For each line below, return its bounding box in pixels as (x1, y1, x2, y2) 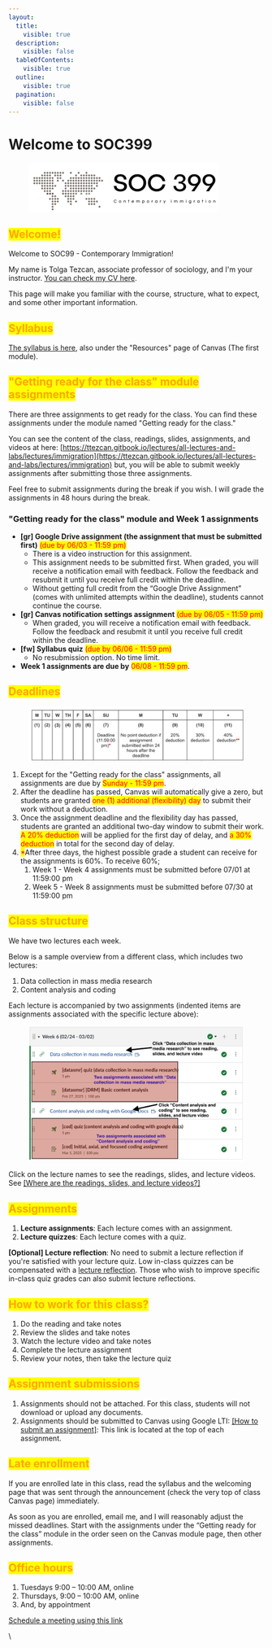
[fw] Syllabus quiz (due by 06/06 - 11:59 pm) (19, 644, 172, 654)
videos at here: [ (8, 442, 63, 452)
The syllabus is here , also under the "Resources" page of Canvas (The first (8, 343, 260, 352)
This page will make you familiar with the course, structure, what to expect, (8, 289, 260, 299)
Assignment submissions (8, 1377, 140, 1391)
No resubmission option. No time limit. (32, 653, 161, 662)
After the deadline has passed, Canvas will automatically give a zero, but (19, 786, 264, 797)
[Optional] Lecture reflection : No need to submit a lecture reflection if (8, 1248, 244, 1257)
